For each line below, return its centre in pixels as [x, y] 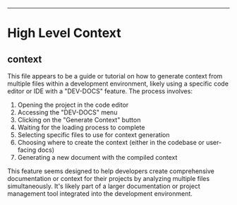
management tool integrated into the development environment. [100, 194]
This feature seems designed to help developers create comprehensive [111, 171]
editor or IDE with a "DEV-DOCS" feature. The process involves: [100, 91]
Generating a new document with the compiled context [97, 157]
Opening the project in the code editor [73, 105]
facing [27, 150]
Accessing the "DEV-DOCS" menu [67, 112]
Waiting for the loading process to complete [81, 127]
